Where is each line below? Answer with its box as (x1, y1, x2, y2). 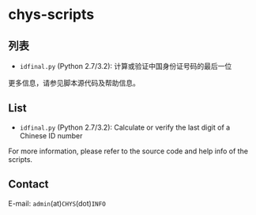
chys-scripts (8, 6, 95, 24)
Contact (8, 178, 49, 191)
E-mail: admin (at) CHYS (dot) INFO (8, 198, 107, 208)
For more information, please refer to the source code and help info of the (8, 146, 249, 156)
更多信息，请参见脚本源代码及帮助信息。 (8, 78, 140, 88)
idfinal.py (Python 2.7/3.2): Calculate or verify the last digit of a (19, 123, 231, 132)
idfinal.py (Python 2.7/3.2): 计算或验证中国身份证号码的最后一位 (19, 62, 232, 70)
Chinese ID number (19, 130, 83, 140)
